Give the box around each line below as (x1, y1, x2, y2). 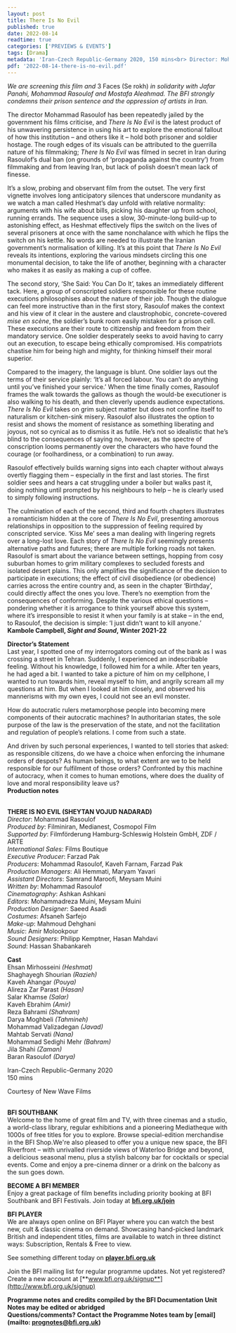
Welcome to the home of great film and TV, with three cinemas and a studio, (7, 1115, 228, 1124)
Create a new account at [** (7, 1274, 89, 1282)
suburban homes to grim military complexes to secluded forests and (7, 559, 205, 567)
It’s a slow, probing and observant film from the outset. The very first (7, 183, 206, 192)
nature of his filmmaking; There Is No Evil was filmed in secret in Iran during (7, 147, 227, 156)
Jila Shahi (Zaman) (7, 1044, 63, 1053)
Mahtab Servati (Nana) (7, 1030, 74, 1038)
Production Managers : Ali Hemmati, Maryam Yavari (7, 867, 156, 875)
